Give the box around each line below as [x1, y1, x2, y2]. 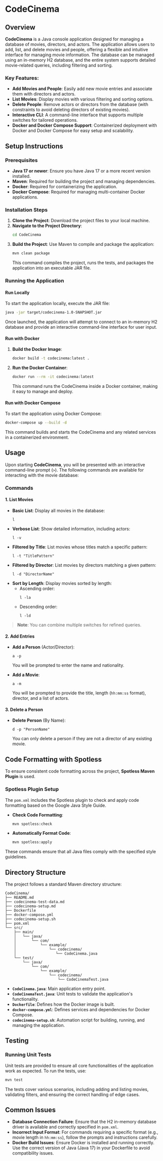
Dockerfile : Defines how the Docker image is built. [12, 1001, 115, 1007]
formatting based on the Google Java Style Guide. [5, 802, 107, 808]
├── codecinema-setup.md [5, 904, 56, 909]
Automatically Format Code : [12, 830, 71, 836]
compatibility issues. [12, 1150, 54, 1156]
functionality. [12, 996, 39, 1002]
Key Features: [5, 74, 39, 81]
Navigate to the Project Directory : [12, 223, 82, 229]
